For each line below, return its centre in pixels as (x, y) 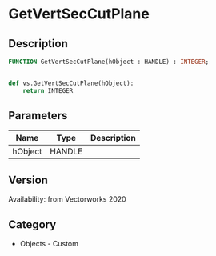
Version (28, 180)
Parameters (38, 116)
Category (32, 224)
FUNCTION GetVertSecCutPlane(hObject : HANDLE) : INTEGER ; (109, 62)
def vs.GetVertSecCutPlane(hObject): (71, 83)
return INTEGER (48, 90)
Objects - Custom (49, 244)
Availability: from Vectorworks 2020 (67, 199)
